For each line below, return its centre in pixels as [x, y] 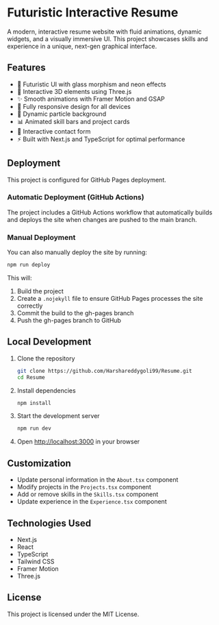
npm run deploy [29, 265]
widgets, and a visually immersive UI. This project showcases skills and [108, 38]
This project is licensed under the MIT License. [73, 614]
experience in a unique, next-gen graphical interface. [82, 46]
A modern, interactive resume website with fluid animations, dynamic [104, 32]
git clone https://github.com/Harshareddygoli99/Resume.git [104, 371]
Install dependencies [47, 390]
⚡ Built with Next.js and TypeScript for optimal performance [101, 139]
